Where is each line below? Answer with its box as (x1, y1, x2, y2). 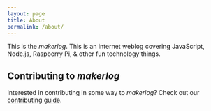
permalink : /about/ (7, 23, 64, 30)
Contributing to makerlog (7, 70, 120, 82)
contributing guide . (7, 96, 62, 105)
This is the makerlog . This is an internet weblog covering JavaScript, (7, 43, 205, 51)
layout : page (7, 10, 45, 17)
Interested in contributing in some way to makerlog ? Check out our (7, 89, 200, 97)
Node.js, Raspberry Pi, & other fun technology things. (7, 50, 161, 58)
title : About (7, 17, 45, 24)
